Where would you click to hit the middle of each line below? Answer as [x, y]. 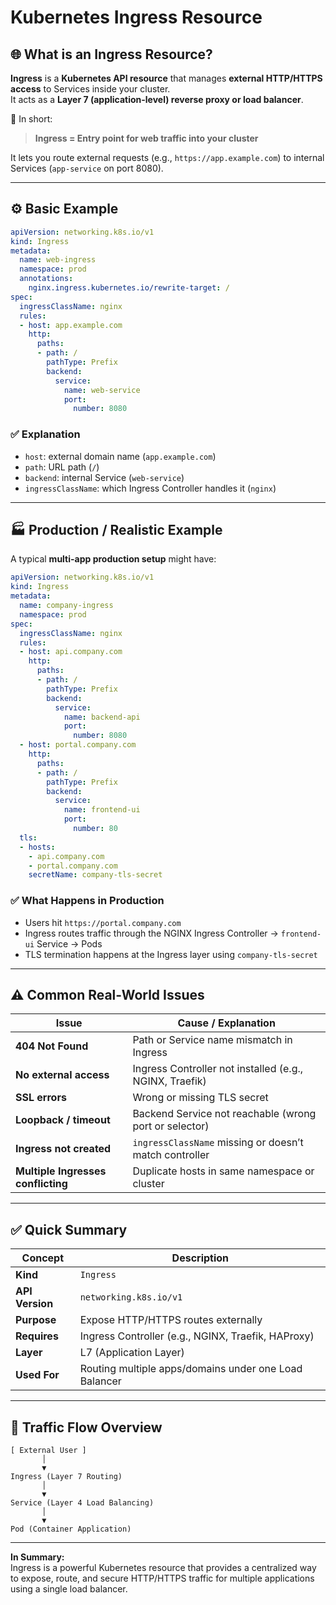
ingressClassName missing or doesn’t [218, 1143]
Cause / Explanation [226, 1023]
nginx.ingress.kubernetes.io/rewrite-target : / [129, 288]
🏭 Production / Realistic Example [116, 530]
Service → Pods [69, 943]
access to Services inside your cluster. [90, 89]
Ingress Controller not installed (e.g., [218, 1069]
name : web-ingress [58, 260]
